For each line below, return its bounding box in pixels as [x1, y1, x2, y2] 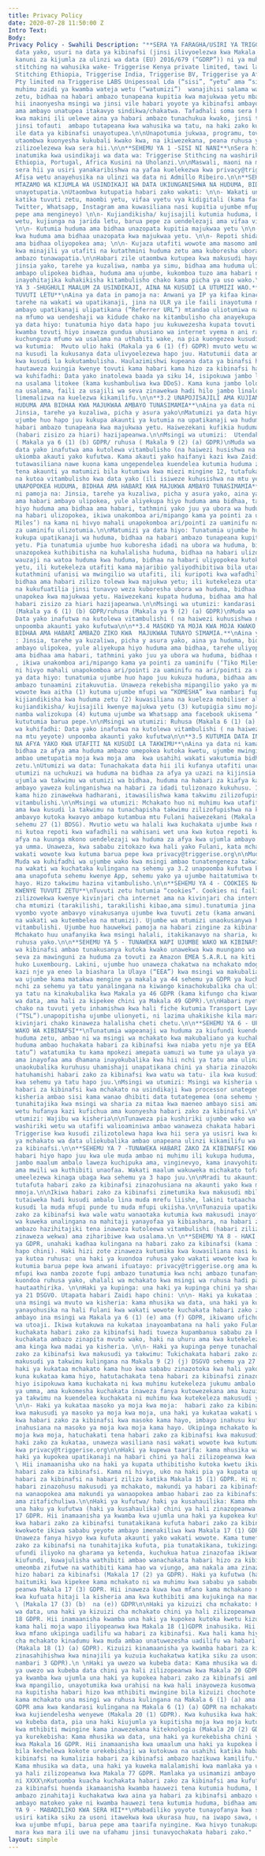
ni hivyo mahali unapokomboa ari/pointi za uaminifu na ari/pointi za [15, 666, 252, 674]
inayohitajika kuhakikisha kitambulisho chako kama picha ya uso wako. [15, 276, 256, 285]
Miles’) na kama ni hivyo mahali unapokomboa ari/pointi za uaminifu [15, 519, 248, 527]
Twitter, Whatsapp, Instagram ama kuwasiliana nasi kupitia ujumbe [15, 203, 242, 210]
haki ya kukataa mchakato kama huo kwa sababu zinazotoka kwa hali [15, 1365, 242, 1373]
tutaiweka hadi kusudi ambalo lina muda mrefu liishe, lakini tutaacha [15, 1195, 256, 1203]
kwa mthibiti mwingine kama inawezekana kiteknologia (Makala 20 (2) [15, 1725, 248, 1733]
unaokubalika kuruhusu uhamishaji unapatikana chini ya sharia [15, 1063, 227, 1071]
